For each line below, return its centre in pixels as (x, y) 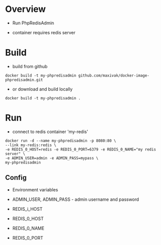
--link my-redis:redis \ (31, 145)
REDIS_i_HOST (27, 209)
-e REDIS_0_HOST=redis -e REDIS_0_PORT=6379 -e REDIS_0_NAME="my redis (80, 149)
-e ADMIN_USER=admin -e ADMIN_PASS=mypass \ (52, 158)
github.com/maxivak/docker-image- (114, 76)
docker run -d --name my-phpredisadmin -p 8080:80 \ (61, 141)
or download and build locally (42, 89)
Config (16, 178)
